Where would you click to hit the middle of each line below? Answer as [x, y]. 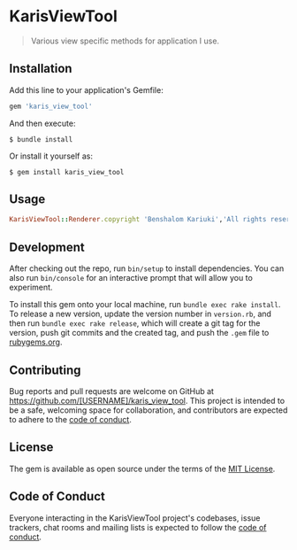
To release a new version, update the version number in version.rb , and [141, 314]
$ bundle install [41, 139]
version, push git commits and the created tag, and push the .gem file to [139, 333]
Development [47, 247]
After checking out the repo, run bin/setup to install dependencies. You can [147, 268]
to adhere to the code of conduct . [71, 419]
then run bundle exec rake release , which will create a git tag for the [135, 323]
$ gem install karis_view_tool [67, 172]
